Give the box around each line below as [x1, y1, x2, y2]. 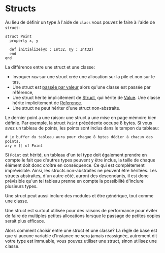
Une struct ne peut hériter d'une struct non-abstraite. [12, 105, 121, 111]
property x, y [9, 38, 38, 43]
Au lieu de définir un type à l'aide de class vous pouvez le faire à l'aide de [5, 19, 155, 25]
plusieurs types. [5, 183, 38, 189]
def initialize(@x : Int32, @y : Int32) [9, 47, 94, 52]
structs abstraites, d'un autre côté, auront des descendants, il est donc [5, 173, 149, 179]
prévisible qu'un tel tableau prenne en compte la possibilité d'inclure [5, 178, 144, 184]
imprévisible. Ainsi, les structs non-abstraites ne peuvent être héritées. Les [5, 167, 157, 173]
